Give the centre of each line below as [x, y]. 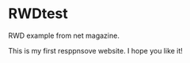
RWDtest [38, 14]
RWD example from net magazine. [64, 35]
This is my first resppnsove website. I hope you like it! [96, 50]
